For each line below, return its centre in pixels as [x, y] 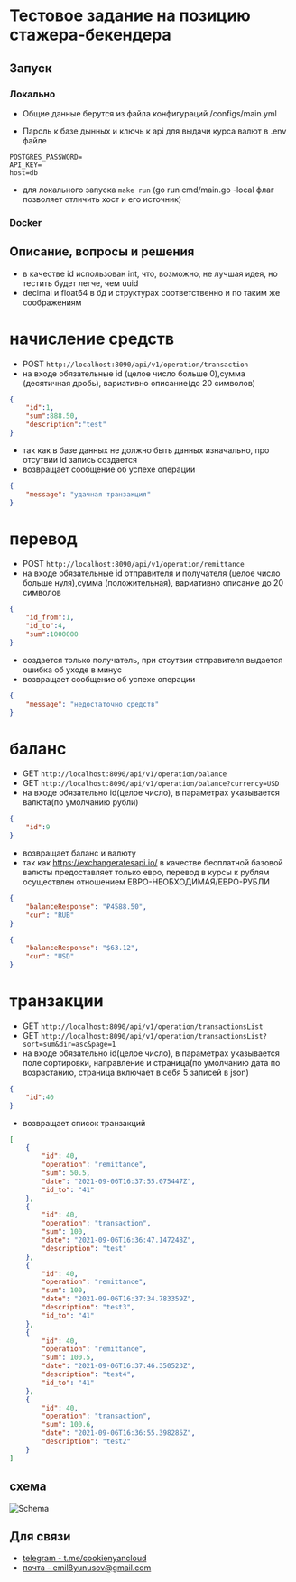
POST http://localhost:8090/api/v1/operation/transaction [135, 364]
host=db [24, 172]
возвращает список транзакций [84, 1123]
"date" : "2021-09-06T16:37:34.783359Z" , [119, 1299]
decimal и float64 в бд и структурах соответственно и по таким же [151, 292]
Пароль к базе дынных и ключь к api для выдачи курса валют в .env [154, 131]
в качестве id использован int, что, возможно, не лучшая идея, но [150, 273]
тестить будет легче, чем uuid [80, 283]
